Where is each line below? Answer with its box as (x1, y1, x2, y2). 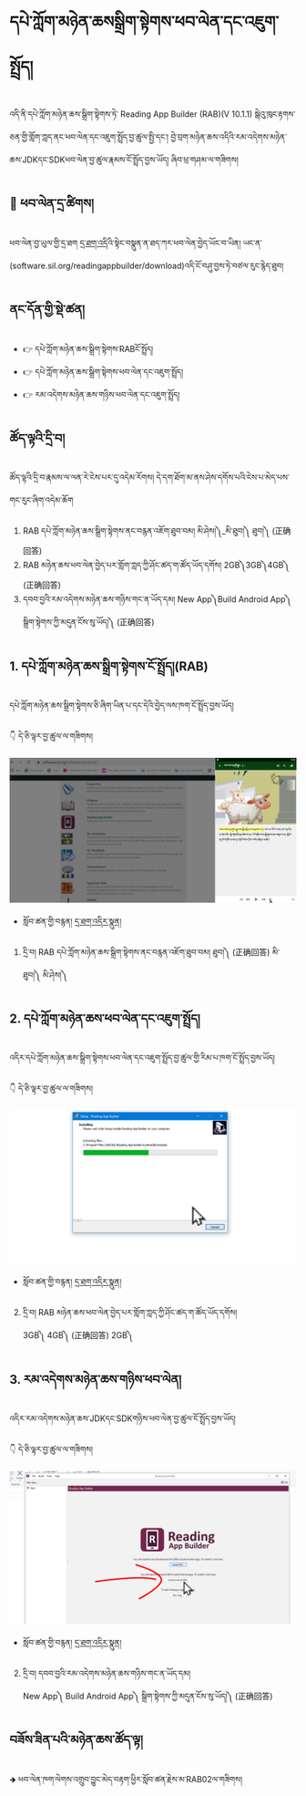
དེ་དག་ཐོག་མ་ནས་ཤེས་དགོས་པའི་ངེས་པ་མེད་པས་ (156, 472, 290, 483)
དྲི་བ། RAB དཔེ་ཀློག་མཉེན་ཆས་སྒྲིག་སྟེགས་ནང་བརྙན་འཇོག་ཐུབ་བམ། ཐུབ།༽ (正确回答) (22, 946, 270, 957)
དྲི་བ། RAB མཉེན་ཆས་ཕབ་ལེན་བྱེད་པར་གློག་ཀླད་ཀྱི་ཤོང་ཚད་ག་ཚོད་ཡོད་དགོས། (22, 1307, 238, 1318)
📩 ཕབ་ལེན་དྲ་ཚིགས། (9, 196, 94, 212)
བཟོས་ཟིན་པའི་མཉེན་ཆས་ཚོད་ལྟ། (9, 1732, 144, 1748)
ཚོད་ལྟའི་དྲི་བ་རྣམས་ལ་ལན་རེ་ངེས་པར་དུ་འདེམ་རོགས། (9, 472, 155, 483)
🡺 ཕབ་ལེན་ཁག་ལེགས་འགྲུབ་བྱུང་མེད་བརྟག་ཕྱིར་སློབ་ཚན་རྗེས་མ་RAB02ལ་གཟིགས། (9, 1773, 243, 1784)
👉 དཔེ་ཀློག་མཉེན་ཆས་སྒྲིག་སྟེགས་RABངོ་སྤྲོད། (22, 343, 154, 354)
